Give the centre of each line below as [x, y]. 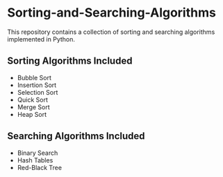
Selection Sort [38, 92]
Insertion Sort [37, 85]
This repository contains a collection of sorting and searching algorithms [111, 32]
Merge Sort [33, 107]
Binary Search [38, 153]
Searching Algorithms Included [76, 136]
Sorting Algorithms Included [70, 61]
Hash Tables [35, 160]
